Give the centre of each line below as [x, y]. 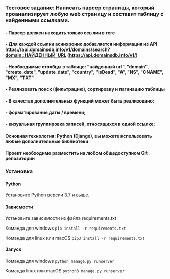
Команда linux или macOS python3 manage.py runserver [65, 271]
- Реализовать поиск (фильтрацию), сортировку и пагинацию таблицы [85, 89]
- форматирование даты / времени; [45, 112]
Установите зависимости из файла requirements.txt [61, 218]
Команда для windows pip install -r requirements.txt [66, 228]
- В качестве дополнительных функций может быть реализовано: [80, 100]
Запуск [14, 249]
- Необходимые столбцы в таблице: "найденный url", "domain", [77, 67]
